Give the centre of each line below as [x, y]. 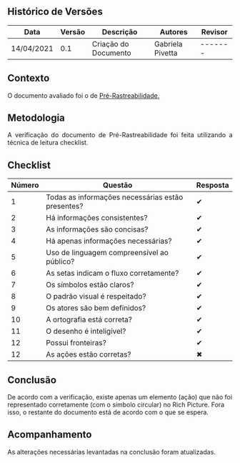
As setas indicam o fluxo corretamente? [112, 273]
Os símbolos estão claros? [90, 285]
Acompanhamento [50, 435]
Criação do [110, 44]
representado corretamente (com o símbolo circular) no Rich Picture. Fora [116, 405]
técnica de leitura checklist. [48, 143]
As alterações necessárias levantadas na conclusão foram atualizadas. [112, 452]
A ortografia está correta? [89, 319]
